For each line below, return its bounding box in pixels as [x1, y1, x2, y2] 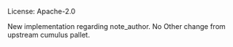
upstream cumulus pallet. [7, 31, 90, 39]
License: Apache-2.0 [7, 7, 76, 16]
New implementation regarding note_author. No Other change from [7, 22, 227, 31]
